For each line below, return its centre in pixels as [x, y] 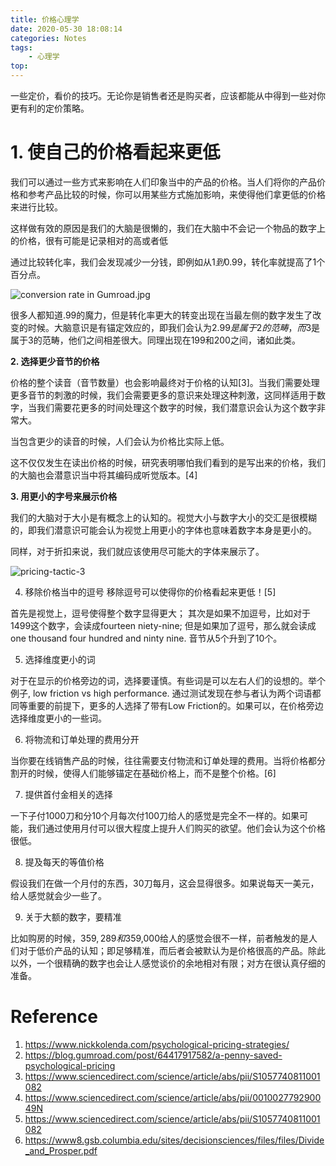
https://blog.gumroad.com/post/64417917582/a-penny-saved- [153, 1055]
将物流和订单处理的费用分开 [82, 739]
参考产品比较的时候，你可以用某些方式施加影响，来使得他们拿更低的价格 [176, 194]
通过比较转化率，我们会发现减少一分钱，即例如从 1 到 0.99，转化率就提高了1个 [168, 262]
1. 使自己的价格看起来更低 [115, 152]
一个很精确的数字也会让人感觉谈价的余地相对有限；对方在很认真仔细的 [181, 963]
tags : [21, 47]
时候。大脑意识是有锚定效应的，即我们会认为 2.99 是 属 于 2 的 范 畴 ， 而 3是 [174, 327]
